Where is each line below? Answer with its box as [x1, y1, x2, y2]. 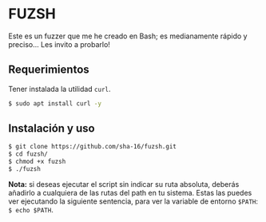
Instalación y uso [8, 121, 95, 136]
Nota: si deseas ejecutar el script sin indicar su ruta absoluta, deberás [8, 179, 240, 188]
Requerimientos [8, 63, 89, 77]
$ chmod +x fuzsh [8, 157, 66, 166]
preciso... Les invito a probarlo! [8, 39, 110, 49]
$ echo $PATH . [8, 204, 54, 214]
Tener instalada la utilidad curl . [8, 84, 111, 93]
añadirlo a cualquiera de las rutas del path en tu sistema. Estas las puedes [8, 188, 252, 197]
